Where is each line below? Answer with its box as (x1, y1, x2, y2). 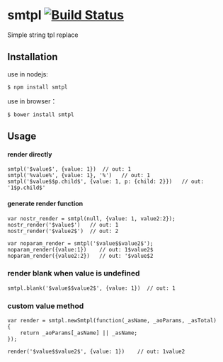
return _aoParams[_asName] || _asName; (20, 329, 138, 336)
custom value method (7, 301, 84, 311)
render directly (7, 149, 52, 159)
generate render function (7, 199, 84, 208)
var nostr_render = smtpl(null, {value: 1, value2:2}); (7, 215, 176, 222)
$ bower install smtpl (7, 111, 74, 118)
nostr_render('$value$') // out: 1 (7, 221, 119, 228)
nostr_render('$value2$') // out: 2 (7, 227, 119, 234)
